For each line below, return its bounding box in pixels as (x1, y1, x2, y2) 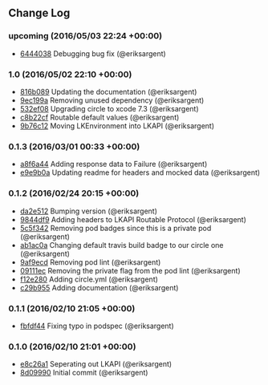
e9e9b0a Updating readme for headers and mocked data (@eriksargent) (19, 168, 261, 177)
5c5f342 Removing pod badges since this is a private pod (19, 223, 212, 233)
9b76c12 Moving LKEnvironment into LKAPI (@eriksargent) (19, 120, 215, 131)
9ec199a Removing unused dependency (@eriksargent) (19, 95, 205, 105)
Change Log (8, 6, 71, 20)
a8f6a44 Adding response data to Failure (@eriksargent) (19, 160, 208, 169)
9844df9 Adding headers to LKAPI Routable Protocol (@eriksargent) (19, 214, 247, 224)
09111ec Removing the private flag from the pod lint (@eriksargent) (19, 265, 241, 275)
